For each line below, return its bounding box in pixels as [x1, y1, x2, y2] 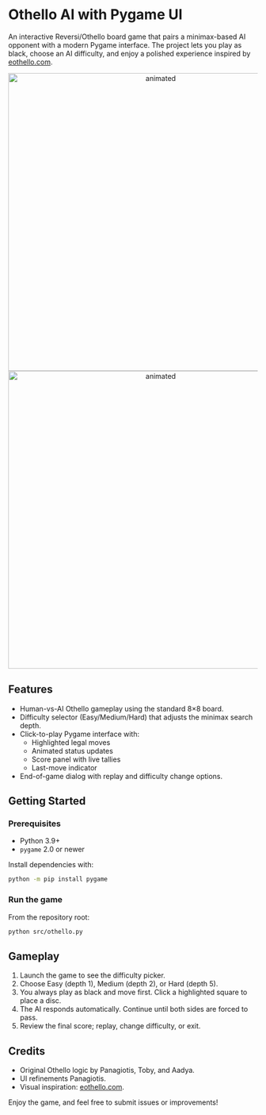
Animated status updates [31, 746, 113, 755]
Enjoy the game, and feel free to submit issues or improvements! [8, 1098, 218, 1107]
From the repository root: [8, 912, 89, 922]
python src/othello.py [8, 928, 83, 936]
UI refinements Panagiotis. [19, 1074, 107, 1083]
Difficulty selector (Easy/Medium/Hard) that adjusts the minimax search [19, 712, 253, 722]
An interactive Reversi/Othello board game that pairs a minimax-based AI [8, 32, 246, 41]
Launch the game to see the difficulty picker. [19, 970, 166, 980]
